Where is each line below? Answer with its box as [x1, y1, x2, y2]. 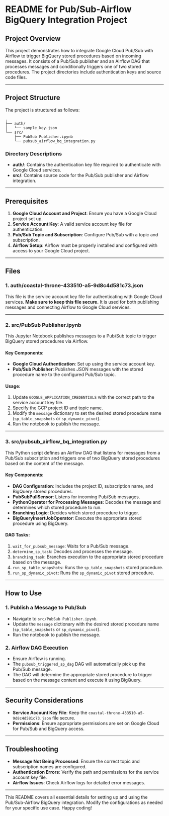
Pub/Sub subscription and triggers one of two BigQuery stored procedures [5, 455, 160, 461]
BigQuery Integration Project [5, 14, 128, 26]
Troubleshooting [5, 745, 59, 754]
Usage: [5, 383, 21, 389]
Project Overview [5, 34, 61, 43]
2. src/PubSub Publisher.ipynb [5, 321, 81, 328]
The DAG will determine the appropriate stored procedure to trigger [12, 672, 152, 677]
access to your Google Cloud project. [12, 247, 91, 253]
